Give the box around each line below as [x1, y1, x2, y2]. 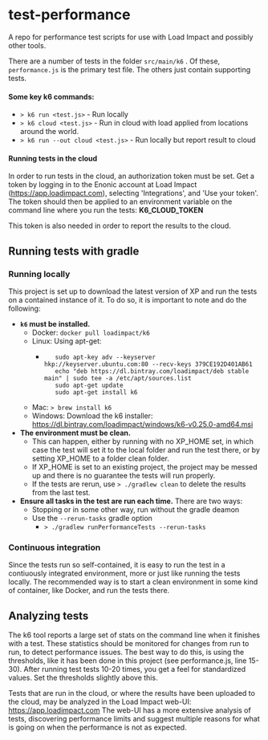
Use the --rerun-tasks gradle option [31, 514, 152, 523]
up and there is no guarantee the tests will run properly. [31, 471, 216, 481]
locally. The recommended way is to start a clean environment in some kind [8, 577, 258, 587]
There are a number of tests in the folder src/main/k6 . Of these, [8, 56, 221, 66]
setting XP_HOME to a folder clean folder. [31, 453, 170, 463]
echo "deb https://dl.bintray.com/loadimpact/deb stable [55, 368, 250, 376]
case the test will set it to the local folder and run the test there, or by [31, 445, 261, 455]
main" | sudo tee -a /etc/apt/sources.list [43, 375, 192, 383]
